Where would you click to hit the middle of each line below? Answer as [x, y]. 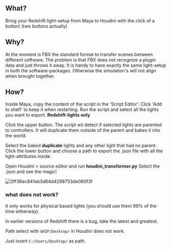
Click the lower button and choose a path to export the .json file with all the [84, 151]
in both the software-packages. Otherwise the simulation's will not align [81, 70]
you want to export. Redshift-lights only [48, 115]
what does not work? [32, 195]
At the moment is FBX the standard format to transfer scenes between [79, 54]
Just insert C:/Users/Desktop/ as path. [45, 241]
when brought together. [30, 76]
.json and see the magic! [31, 172]
